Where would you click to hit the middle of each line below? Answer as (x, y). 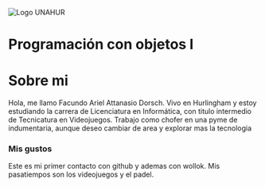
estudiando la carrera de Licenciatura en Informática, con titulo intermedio (130, 111)
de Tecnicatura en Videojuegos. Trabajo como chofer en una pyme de (123, 120)
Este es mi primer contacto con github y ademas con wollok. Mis (114, 166)
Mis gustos (30, 149)
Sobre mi (39, 81)
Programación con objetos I (101, 45)
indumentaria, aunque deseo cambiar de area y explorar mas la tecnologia (130, 128)
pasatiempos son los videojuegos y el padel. (81, 174)
